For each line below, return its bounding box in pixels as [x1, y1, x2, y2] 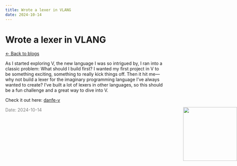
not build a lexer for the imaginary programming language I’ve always [15, 76, 160, 82]
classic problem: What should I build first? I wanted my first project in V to [5, 66, 160, 72]
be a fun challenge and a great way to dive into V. [5, 87, 109, 94]
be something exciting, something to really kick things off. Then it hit [5, 71, 148, 77]
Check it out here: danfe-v [5, 97, 60, 103]
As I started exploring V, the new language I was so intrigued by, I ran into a [5, 60, 163, 66]
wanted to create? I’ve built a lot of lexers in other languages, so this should [5, 82, 163, 88]
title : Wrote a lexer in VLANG [5, 7, 71, 13]
